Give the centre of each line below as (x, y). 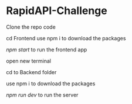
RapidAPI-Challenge (57, 11)
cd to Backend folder (31, 72)
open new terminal (29, 61)
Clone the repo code (31, 27)
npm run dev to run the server (42, 95)
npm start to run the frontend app (47, 49)
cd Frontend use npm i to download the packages (66, 38)
